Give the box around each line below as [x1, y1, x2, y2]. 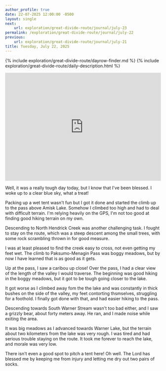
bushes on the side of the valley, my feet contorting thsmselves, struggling [5, 290, 157, 296]
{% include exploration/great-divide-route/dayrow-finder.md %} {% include [5, 57, 159, 63]
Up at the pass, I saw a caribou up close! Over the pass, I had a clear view [5, 265, 156, 271]
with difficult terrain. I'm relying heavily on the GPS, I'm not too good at [5, 210, 150, 216]
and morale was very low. [5, 341, 57, 347]
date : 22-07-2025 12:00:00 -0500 [5, 12, 74, 17]
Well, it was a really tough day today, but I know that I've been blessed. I [5, 185, 152, 191]
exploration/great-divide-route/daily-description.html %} [5, 63, 121, 69]
